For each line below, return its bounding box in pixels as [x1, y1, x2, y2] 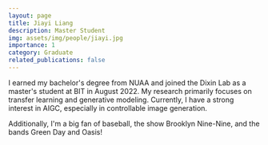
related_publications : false [8, 57, 106, 65]
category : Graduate [8, 49, 74, 57]
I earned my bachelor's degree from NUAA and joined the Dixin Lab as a [8, 77, 246, 88]
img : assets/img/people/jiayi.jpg [8, 33, 124, 42]
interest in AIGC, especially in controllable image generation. [8, 103, 208, 112]
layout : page [8, 11, 52, 20]
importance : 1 [8, 41, 56, 49]
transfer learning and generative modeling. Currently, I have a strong [8, 95, 234, 104]
